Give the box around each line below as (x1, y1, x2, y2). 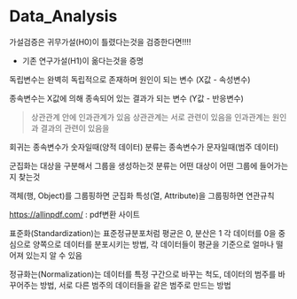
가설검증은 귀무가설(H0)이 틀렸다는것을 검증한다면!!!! (9, 36, 191, 47)
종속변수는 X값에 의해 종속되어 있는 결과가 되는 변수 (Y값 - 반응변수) (9, 93, 244, 103)
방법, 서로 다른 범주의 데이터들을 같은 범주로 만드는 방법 (39, 280, 232, 290)
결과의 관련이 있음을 (40, 122, 110, 134)
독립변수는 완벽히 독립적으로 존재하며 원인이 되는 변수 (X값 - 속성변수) (9, 73, 251, 85)
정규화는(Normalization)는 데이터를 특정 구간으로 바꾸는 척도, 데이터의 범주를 (9, 268, 277, 280)
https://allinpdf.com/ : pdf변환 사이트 (9, 209, 140, 219)
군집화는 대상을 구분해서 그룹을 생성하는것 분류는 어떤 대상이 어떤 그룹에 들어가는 (9, 160, 289, 171)
